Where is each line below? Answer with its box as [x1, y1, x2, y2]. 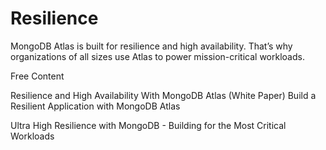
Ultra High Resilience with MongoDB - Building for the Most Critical [10, 119, 287, 131]
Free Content [10, 70, 65, 82]
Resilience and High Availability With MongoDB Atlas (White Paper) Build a [10, 89, 317, 101]
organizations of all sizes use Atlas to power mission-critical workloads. [10, 50, 305, 62]
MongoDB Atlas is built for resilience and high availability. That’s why [10, 40, 293, 52]
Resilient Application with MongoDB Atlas [10, 100, 181, 112]
